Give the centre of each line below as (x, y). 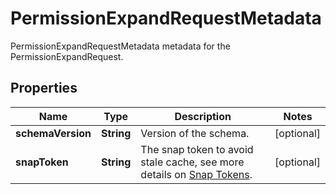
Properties (44, 88)
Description (203, 116)
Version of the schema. (195, 133)
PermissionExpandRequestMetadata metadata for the (120, 46)
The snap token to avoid (197, 149)
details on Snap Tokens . (196, 174)
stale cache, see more (192, 162)
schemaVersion (53, 133)
